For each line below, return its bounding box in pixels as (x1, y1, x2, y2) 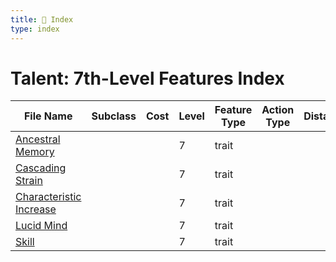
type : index (10, 24, 60, 34)
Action (261, 103, 295, 117)
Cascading (15, 161, 67, 175)
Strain (15, 174, 43, 188)
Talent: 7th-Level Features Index (10, 67, 285, 90)
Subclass (91, 109, 137, 123)
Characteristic (15, 190, 82, 204)
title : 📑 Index (10, 14, 74, 25)
